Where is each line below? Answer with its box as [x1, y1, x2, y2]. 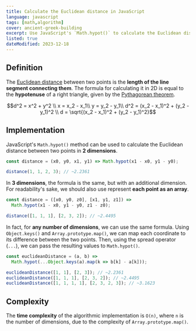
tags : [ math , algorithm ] [6, 19, 64, 25]
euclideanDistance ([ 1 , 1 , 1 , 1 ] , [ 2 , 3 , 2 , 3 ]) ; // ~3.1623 [6, 280, 156, 287]
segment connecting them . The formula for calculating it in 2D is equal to [6, 84, 184, 91]
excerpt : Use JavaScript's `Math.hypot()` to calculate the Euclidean [6, 30, 181, 36]
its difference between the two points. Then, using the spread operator [6, 236, 176, 243]
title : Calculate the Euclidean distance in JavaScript [6, 8, 145, 15]
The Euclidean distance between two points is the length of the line [6, 78, 169, 85]
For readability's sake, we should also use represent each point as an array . [6, 185, 189, 193]
